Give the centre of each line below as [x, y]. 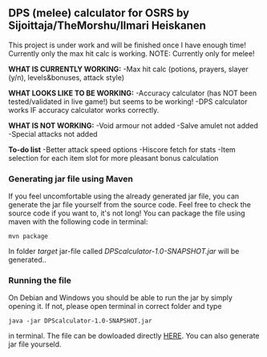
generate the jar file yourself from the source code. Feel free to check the [129, 205]
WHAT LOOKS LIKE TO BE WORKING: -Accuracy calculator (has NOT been [133, 93]
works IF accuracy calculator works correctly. [84, 110]
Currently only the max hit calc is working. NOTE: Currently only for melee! [131, 53]
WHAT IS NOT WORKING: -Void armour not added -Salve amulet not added [133, 125]
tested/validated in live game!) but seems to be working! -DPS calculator [128, 101]
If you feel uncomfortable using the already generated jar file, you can [124, 196]
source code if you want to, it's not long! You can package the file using [127, 213]
